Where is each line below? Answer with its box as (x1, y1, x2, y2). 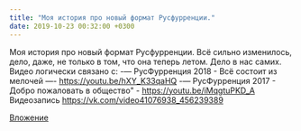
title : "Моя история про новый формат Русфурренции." (9, 13, 216, 23)
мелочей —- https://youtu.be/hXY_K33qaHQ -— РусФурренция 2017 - (9, 75, 277, 86)
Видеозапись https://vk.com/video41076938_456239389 (9, 94, 223, 105)
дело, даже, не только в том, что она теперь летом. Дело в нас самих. (9, 56, 282, 67)
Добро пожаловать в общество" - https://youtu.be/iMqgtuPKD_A (9, 85, 255, 96)
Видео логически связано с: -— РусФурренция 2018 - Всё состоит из (9, 65, 278, 77)
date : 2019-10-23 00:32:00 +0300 (9, 22, 135, 31)
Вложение (9, 112, 50, 123)
